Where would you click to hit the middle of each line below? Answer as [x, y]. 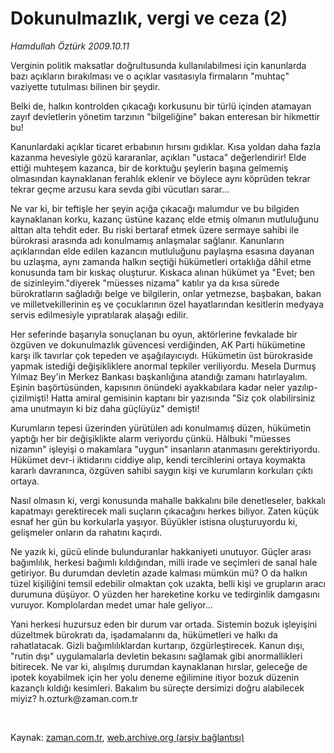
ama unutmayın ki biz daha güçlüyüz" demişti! [105, 408]
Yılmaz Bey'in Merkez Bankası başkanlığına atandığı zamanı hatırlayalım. [159, 376]
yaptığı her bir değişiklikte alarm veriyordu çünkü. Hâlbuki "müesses [150, 438]
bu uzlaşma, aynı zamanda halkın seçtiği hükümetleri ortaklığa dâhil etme [161, 261]
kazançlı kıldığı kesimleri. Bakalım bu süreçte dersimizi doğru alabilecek [157, 688]
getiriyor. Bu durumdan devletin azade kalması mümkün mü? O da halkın [159, 573]
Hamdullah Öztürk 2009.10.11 [70, 46]
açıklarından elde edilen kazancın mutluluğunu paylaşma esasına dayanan [162, 251]
